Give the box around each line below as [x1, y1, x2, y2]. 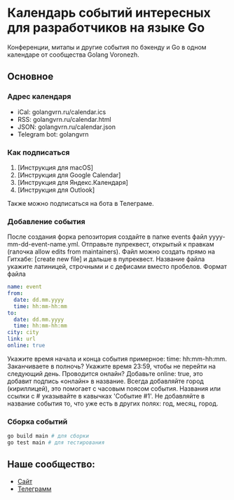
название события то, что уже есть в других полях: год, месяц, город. [7, 399, 219, 408]
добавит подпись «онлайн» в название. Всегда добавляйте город [7, 377, 205, 385]
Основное [7, 71, 54, 83]
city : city [7, 329, 39, 336]
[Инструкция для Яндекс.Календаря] [17, 178, 128, 186]
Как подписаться [7, 147, 70, 157]
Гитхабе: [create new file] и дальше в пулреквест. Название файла [7, 255, 205, 263]
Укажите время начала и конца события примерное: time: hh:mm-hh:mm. [7, 354, 228, 363]
